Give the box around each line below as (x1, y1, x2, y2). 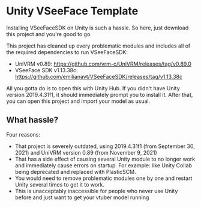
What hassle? (6, 115, 59, 125)
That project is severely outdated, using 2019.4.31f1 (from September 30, (14, 143, 195, 150)
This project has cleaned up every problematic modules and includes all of (6, 42, 191, 49)
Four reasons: (6, 131, 41, 138)
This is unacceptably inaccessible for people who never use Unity (14, 187, 178, 194)
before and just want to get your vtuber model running (14, 194, 149, 201)
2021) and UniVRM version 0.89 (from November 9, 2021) (14, 149, 157, 156)
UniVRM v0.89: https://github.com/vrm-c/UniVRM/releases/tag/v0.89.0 (14, 60, 192, 67)
